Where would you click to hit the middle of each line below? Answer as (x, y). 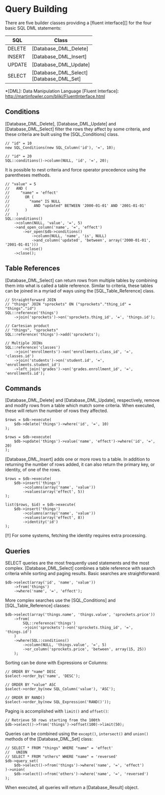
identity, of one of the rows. (33, 470)
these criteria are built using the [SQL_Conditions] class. (62, 134)
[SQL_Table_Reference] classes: (38, 606)
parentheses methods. (28, 175)
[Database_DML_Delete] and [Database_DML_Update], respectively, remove (82, 400)
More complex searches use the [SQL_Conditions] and (60, 600)
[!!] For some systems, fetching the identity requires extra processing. (76, 536)
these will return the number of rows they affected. (57, 411)
